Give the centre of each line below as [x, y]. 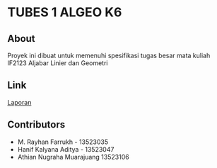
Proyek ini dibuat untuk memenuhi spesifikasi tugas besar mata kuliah [109, 55]
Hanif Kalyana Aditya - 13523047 [66, 149]
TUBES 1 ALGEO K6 [65, 12]
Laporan [19, 102]
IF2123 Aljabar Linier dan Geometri [58, 63]
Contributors [36, 125]
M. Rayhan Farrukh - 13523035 [63, 142]
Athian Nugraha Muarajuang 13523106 [73, 157]
